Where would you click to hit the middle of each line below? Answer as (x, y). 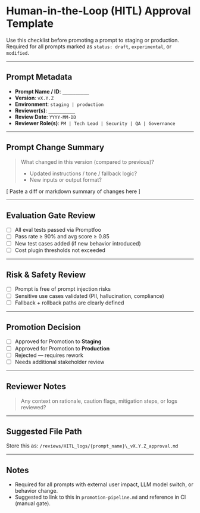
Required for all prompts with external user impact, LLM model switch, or (104, 484)
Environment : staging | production (59, 104)
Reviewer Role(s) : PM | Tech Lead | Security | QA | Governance (95, 123)
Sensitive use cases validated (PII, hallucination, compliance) (90, 296)
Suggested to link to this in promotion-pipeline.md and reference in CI (100, 497)
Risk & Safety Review (46, 275)
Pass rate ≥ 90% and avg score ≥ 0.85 (62, 237)
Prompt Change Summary (55, 147)
